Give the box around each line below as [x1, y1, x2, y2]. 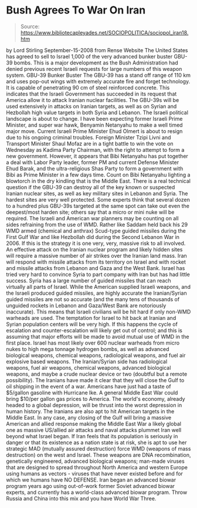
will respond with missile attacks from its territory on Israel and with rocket [6, 258, 186, 265]
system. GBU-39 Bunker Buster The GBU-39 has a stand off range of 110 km [6, 71, 191, 79]
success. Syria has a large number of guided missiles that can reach [6, 277, 171, 284]
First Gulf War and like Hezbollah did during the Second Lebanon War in [6, 233, 180, 240]
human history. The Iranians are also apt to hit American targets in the [6, 408, 175, 415]
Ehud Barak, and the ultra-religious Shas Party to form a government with [6, 165, 184, 172]
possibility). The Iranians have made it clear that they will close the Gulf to [6, 376, 185, 384]
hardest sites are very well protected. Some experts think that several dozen [6, 196, 191, 203]
